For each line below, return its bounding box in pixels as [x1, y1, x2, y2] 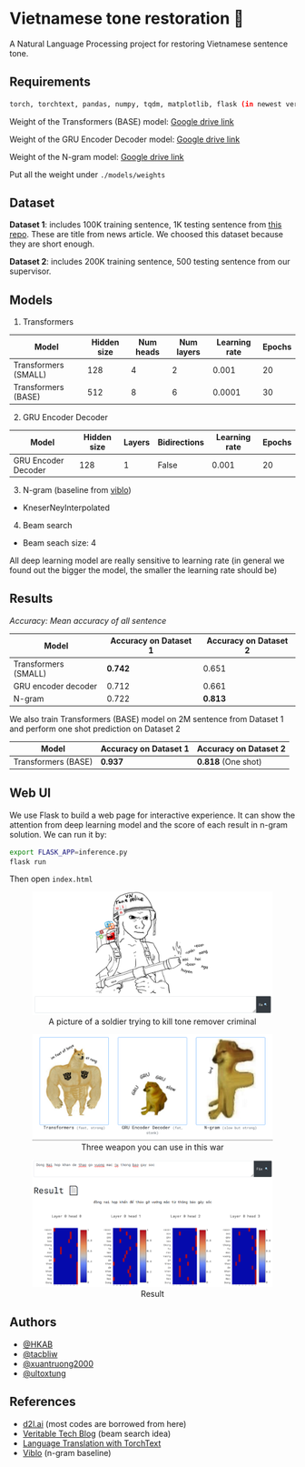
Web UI [9, 786, 52, 801]
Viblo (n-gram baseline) [22, 1447, 112, 1458]
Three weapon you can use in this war [81, 1141, 224, 1153]
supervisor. [9, 266, 52, 276]
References [9, 1394, 76, 1410]
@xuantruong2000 [22, 1358, 93, 1369]
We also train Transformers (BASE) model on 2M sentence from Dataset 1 [9, 713, 284, 724]
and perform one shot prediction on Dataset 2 [9, 723, 182, 734]
